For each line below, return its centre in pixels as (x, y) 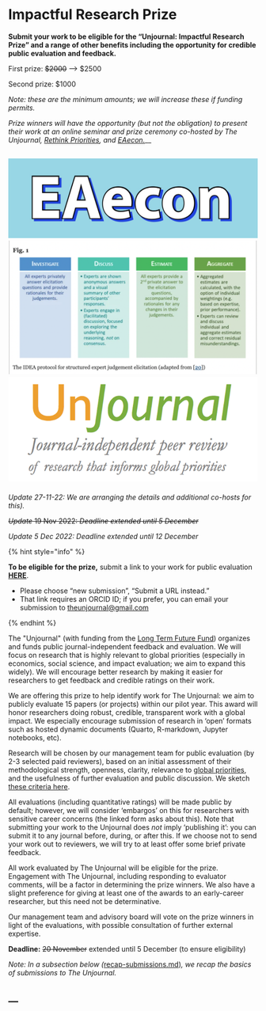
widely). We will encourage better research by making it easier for (116, 671)
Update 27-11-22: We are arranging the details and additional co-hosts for (130, 497)
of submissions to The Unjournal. (63, 972)
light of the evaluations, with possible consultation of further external (121, 925)
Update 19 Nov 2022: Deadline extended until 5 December (104, 521)
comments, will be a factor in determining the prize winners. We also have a (132, 884)
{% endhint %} (32, 622)
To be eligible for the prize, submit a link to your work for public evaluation (131, 567)
